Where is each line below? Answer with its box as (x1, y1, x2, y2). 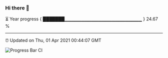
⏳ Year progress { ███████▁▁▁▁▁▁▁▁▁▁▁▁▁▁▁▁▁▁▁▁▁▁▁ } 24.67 (5, 16, 158, 22)
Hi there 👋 (5, 4, 30, 11)
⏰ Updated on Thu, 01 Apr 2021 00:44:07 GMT (5, 37, 101, 44)
